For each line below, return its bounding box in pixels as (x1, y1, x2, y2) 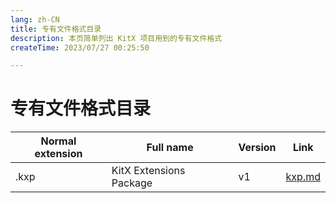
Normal (40, 134, 77, 148)
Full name (146, 141, 194, 155)
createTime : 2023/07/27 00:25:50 (10, 42, 150, 53)
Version (238, 141, 277, 155)
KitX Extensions (111, 164, 186, 178)
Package (111, 176, 153, 190)
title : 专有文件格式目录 (10, 24, 102, 34)
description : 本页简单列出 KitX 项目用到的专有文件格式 (10, 33, 223, 43)
